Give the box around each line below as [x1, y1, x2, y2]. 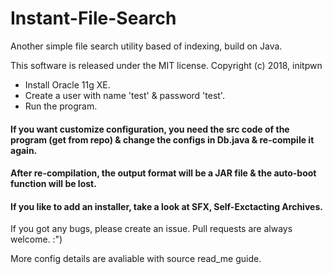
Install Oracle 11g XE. [24, 78, 111, 91]
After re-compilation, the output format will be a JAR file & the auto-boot [10, 167, 317, 179]
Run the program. [24, 100, 98, 112]
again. [10, 144, 38, 156]
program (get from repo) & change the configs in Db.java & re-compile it [10, 133, 315, 146]
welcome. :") [10, 233, 63, 246]
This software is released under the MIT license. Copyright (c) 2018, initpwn [10, 59, 323, 71]
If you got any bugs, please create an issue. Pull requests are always [10, 223, 293, 235]
